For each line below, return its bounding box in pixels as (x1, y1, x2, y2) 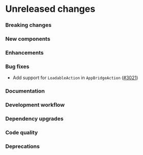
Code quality (5, 129, 38, 136)
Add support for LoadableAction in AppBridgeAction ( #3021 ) (12, 75, 138, 81)
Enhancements (5, 49, 44, 56)
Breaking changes (5, 22, 52, 29)
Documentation (5, 88, 45, 95)
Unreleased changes (5, 3, 96, 15)
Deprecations (5, 143, 40, 150)
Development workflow (5, 101, 65, 109)
